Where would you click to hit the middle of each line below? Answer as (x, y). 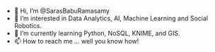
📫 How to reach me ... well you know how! (76, 41)
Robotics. (28, 26)
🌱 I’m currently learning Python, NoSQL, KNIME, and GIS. (97, 33)
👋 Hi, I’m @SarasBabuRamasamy (62, 11)
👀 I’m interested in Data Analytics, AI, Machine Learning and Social (111, 18)
